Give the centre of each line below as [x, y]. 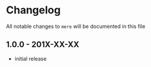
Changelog [33, 10]
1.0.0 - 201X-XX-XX [43, 45]
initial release [30, 58]
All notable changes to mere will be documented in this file [76, 26]
